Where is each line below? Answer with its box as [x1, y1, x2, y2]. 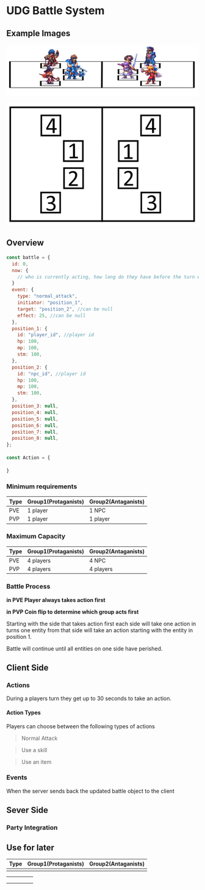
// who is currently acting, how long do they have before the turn [17, 274, 195, 280]
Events [6, 773, 27, 782]
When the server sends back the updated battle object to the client [6, 787, 175, 794]
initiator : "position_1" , [17, 300, 84, 306]
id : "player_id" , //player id [17, 332, 95, 338]
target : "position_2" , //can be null [17, 306, 113, 312]
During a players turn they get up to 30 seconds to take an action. [6, 695, 172, 702]
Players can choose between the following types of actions [6, 722, 156, 730]
